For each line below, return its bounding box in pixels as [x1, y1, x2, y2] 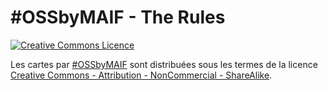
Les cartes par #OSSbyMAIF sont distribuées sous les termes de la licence [10, 58, 318, 70]
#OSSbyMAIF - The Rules [10, 6, 226, 29]
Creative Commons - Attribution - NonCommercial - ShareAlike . [10, 69, 273, 81]
